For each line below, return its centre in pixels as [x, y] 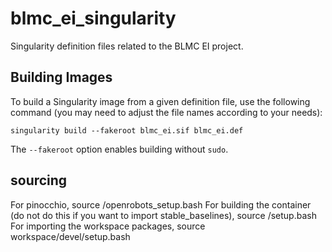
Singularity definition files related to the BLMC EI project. [127, 46]
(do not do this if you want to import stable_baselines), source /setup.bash [163, 215]
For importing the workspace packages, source [108, 226]
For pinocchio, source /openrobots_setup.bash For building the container [161, 204]
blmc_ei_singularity [93, 18]
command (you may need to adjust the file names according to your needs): [166, 112]
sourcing [39, 180]
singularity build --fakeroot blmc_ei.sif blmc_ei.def [127, 130]
